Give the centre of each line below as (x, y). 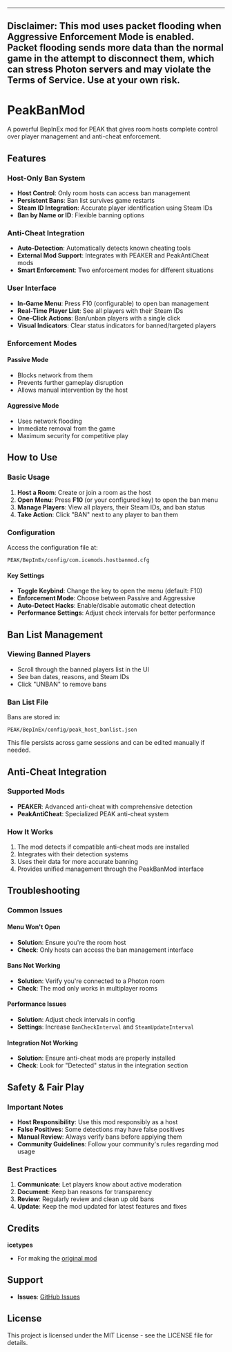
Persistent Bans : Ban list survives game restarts (86, 201)
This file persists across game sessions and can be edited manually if (106, 743)
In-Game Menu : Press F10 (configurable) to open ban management (113, 303)
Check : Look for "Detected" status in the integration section (103, 1065)
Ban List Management (55, 634)
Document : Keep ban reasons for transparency (84, 1192)
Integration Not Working (42, 1043)
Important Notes (35, 1107)
